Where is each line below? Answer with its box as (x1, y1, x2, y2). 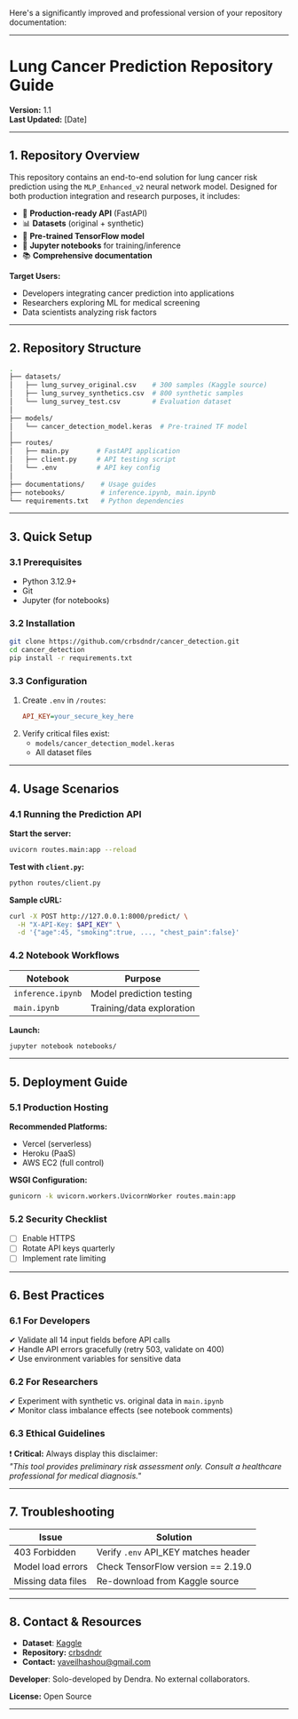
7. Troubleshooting (9, 1505, 115, 1520)
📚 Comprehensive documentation (21, 250, 153, 260)
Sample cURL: (9, 895, 62, 905)
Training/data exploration (90, 1001, 195, 1014)
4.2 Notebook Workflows (9, 950, 120, 962)
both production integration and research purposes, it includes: (9, 190, 241, 201)
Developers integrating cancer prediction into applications (21, 288, 235, 298)
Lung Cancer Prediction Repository (9, 57, 273, 76)
